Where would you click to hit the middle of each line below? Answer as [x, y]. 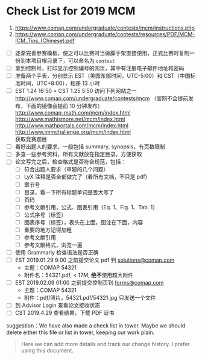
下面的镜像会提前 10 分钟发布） [65, 106]
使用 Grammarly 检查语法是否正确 [57, 253]
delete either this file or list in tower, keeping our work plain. [80, 332]
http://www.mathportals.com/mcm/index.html [71, 125]
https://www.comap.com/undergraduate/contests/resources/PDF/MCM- [105, 34]
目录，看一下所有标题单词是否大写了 [69, 192]
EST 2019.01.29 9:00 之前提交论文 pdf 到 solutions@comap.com [95, 260]
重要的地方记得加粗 [48, 230]
